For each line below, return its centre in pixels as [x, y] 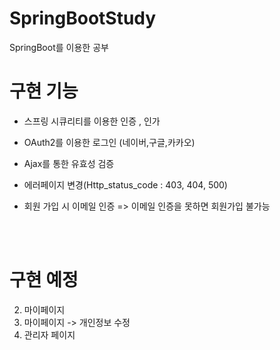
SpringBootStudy [83, 18]
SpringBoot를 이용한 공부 [59, 47]
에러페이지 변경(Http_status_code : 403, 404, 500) [125, 184]
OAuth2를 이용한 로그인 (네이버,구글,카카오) [109, 142]
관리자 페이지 [49, 334]
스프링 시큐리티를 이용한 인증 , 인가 [92, 121]
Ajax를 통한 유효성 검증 [69, 163]
